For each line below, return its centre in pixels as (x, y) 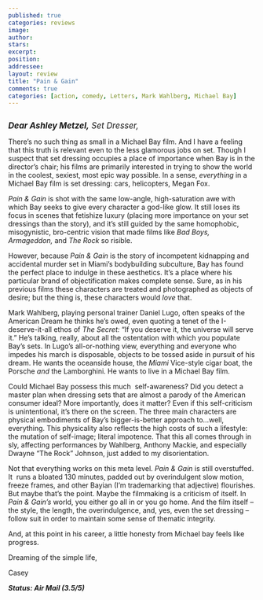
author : (21, 37)
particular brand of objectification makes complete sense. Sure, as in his (125, 281)
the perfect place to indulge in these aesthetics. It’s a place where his (121, 273)
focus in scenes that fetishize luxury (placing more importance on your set (128, 215)
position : (24, 60)
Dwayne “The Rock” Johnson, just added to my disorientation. (109, 454)
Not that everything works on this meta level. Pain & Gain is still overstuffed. (131, 469)
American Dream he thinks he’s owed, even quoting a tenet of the (114, 321)
